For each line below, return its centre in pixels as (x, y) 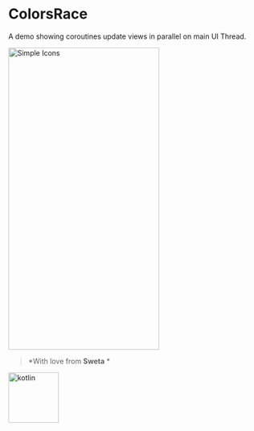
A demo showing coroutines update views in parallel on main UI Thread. (127, 36)
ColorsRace (48, 14)
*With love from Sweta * (69, 361)
